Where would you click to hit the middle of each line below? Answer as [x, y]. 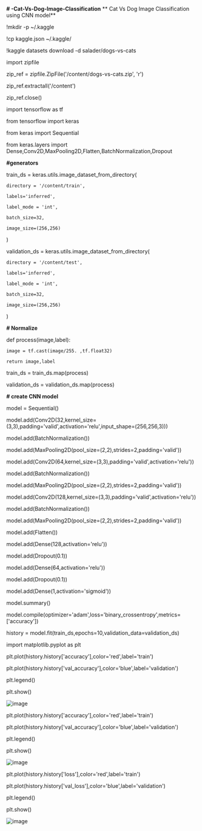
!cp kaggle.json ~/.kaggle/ [39, 39]
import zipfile [23, 62]
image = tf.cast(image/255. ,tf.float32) [59, 351]
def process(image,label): [39, 340]
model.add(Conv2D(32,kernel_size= [52, 420]
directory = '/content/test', [45, 262]
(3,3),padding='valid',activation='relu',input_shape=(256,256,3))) [87, 426]
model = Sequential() [32, 408]
